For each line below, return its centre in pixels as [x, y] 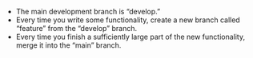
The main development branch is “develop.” [88, 12]
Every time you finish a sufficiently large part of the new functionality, [131, 37]
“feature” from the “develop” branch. [76, 28]
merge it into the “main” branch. [68, 45]
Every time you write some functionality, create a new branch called [128, 20]
